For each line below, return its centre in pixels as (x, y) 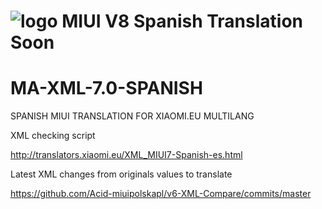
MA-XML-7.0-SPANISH (106, 88)
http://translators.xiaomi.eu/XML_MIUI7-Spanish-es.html (126, 155)
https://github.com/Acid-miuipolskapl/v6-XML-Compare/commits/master (161, 194)
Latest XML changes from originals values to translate (121, 174)
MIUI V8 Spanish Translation (182, 21)
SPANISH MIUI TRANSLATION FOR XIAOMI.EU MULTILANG (132, 116)
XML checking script (53, 136)
